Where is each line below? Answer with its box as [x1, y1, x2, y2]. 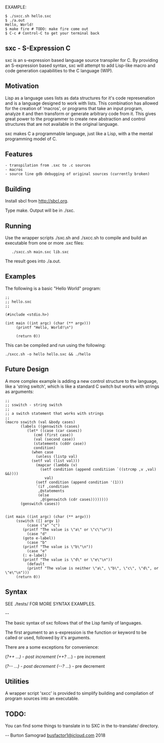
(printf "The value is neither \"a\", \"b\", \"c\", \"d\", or [26, 566, 159, 571]
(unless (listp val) [36, 454, 78, 459]
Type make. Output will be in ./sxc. [5, 207, 75, 213]
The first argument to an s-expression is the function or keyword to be [5, 629, 147, 635]
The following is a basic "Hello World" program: [5, 285, 101, 291]
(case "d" [26, 531, 47, 536]
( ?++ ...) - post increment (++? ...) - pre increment [5, 654, 106, 659]
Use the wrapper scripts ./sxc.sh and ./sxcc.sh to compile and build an [5, 235, 147, 241]
